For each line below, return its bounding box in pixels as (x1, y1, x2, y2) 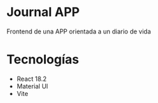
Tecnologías (6, 51, 79, 68)
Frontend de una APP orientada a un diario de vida (6, 27, 151, 35)
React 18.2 (16, 74, 47, 83)
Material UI (16, 81, 49, 90)
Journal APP (6, 4, 80, 20)
